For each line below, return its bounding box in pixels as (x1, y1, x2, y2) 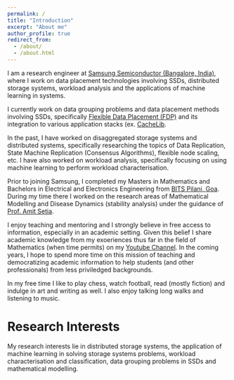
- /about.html (13, 50, 55, 57)
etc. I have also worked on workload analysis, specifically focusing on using (7, 156, 227, 164)
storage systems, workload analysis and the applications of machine (7, 84, 206, 92)
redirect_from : (7, 37, 52, 44)
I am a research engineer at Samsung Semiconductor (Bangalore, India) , (7, 68, 216, 77)
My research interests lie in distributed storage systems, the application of (7, 342, 223, 350)
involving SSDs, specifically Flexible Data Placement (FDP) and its (7, 112, 198, 120)
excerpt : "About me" (7, 23, 68, 30)
